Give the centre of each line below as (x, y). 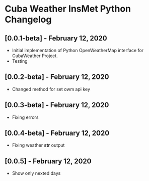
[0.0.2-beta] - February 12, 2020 (57, 77)
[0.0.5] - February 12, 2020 (48, 161)
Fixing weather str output (38, 145)
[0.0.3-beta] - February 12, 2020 (57, 105)
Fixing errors (25, 117)
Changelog (28, 19)
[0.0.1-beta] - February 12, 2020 (56, 38)
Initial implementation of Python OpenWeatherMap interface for (78, 50)
